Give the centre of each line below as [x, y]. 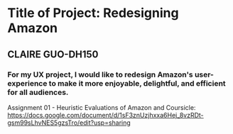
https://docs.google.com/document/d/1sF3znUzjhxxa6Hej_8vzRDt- [105, 115]
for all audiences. [38, 92]
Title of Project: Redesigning [93, 13]
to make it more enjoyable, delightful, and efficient [137, 83]
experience [27, 83]
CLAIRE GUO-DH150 [53, 54]
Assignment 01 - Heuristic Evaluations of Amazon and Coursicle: [102, 107]
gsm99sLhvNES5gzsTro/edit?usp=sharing [69, 123]
